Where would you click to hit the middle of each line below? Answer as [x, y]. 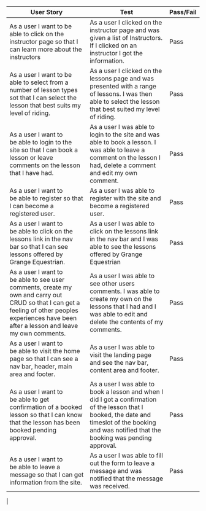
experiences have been [43, 318]
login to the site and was [125, 135]
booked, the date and [120, 415]
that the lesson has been [45, 422]
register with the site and [125, 198]
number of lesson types [44, 90]
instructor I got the [116, 53]
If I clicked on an [113, 45]
